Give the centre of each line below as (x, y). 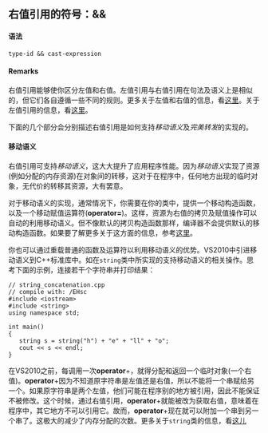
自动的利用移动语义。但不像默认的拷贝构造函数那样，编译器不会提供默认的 (130, 223)
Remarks (24, 71)
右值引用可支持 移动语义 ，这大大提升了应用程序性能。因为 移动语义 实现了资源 (134, 166)
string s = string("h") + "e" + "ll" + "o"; (94, 341)
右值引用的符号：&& (57, 14)
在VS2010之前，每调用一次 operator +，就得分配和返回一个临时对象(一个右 (130, 371)
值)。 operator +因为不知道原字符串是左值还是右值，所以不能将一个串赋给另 (132, 381)
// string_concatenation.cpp (57, 285)
